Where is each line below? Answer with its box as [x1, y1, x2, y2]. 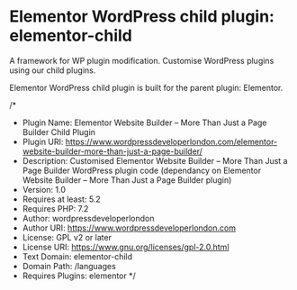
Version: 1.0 [22, 184, 66, 195]
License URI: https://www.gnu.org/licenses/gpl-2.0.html [22, 241, 229, 252]
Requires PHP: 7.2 [22, 203, 89, 213]
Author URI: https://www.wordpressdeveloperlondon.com [22, 222, 237, 233]
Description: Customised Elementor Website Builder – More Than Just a [22, 155, 288, 166]
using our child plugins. [9, 65, 96, 76]
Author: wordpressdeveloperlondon [22, 213, 155, 223]
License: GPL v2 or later [22, 231, 112, 242]
